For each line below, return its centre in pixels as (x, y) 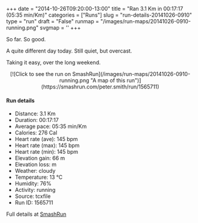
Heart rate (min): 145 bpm (47, 152)
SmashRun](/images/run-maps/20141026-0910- (132, 74)
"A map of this (108, 80)
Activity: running (35, 190)
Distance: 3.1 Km (35, 114)
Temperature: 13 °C (38, 177)
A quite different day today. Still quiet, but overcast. (69, 51)
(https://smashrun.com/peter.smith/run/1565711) (100, 87)
